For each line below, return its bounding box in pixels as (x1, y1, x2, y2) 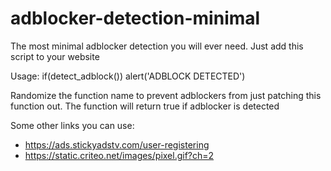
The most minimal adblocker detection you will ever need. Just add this (10, 40, 304, 52)
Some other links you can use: (10, 119, 135, 131)
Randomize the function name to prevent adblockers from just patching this (10, 89, 322, 101)
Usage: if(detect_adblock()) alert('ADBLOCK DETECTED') (10, 70, 246, 82)
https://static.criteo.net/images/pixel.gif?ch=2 (24, 149, 215, 161)
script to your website (10, 50, 100, 62)
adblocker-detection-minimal (10, 7, 261, 30)
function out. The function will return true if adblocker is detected (10, 100, 280, 112)
